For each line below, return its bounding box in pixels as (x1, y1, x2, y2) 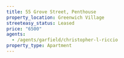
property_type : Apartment (6, 43, 72, 49)
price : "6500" (6, 25, 43, 32)
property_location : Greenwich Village (6, 14, 105, 21)
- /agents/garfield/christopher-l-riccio (12, 37, 119, 43)
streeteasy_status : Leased (6, 20, 75, 26)
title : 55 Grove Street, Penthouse (6, 8, 97, 15)
